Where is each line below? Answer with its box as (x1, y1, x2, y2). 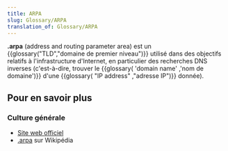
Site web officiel (17, 129, 64, 137)
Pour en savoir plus (7, 92, 92, 104)
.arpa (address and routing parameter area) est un (7, 42, 152, 51)
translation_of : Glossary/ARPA (7, 23, 98, 30)
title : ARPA (7, 10, 42, 17)
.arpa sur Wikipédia (17, 136, 74, 145)
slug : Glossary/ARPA (7, 17, 67, 24)
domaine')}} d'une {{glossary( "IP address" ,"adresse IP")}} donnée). (7, 72, 204, 80)
